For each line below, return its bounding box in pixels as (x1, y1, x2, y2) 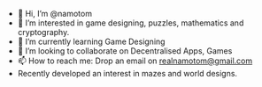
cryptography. (17, 27, 70, 37)
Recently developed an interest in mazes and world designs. (17, 69, 237, 78)
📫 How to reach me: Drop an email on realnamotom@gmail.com (17, 55, 253, 66)
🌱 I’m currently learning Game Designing (17, 36, 166, 47)
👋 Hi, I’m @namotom (17, 9, 93, 18)
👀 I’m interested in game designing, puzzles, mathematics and (17, 18, 244, 28)
